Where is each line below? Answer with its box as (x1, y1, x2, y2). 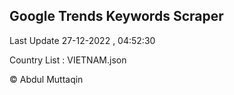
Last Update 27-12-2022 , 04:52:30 (9, 34, 156, 46)
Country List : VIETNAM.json (9, 54, 127, 66)
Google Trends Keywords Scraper (9, 8, 224, 25)
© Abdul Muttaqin (9, 73, 84, 85)
